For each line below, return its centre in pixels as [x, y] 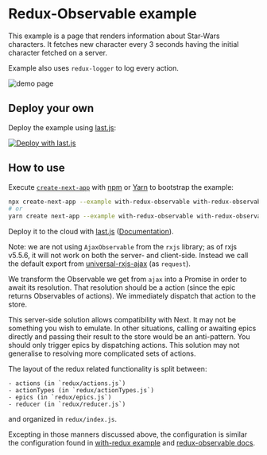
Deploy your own [51, 108]
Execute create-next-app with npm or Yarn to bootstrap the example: [121, 187]
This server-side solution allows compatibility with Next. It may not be [122, 320]
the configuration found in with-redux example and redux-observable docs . [132, 443]
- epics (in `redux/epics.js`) [60, 398]
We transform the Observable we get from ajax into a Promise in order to [128, 280]
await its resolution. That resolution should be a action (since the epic [122, 287]
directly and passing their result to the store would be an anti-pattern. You [129, 337]
